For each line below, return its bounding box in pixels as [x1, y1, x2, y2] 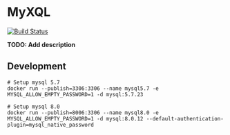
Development [7, 60, 67, 73]
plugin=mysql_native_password [7, 121, 95, 128]
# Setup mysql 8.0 [7, 103, 60, 110]
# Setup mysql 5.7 [7, 79, 60, 86]
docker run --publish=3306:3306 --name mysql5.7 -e [7, 84, 159, 92]
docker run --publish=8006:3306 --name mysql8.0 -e [7, 109, 159, 116]
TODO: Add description [7, 40, 76, 48]
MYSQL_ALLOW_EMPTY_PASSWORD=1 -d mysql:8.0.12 [7, 115, 144, 122]
